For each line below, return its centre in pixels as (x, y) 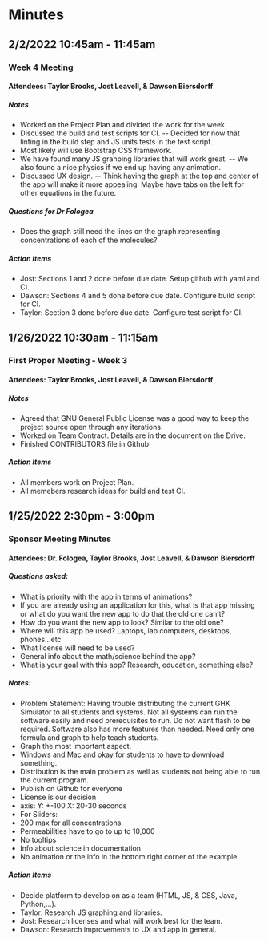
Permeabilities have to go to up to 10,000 (87, 831)
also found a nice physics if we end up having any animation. (120, 168)
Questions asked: (38, 576)
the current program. (54, 780)
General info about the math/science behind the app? (108, 656)
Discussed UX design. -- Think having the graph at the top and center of (139, 176)
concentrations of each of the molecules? (88, 240)
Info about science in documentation (80, 848)
